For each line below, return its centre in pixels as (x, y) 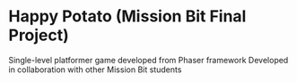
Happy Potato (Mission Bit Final (127, 16)
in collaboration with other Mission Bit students (95, 70)
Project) (39, 35)
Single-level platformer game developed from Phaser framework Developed (148, 60)
